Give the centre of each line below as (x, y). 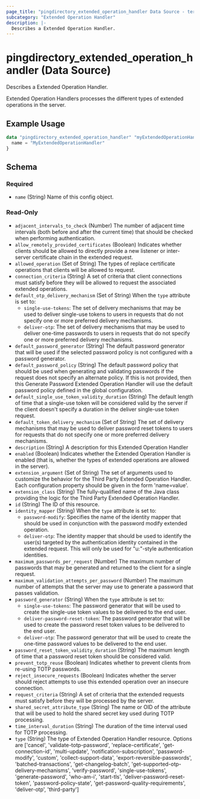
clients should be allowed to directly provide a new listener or (90, 250)
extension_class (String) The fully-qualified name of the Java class (97, 491)
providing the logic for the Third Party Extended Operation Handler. (97, 498)
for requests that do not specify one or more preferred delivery (92, 434)
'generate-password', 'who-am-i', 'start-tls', (68, 776)
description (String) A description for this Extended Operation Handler (101, 447)
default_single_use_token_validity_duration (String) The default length (104, 397)
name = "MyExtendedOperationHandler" (58, 143)
